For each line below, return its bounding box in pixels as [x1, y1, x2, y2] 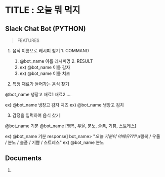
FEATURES [17, 37, 40, 43]
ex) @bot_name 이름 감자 [19, 65, 71, 70]
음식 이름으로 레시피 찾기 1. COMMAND [12, 48, 89, 53]
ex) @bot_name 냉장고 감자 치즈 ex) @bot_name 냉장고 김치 [5, 102, 124, 107]
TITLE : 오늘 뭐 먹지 [5, 4, 81, 16]
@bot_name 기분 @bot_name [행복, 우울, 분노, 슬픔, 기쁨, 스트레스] [5, 123, 137, 129]
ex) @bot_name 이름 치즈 [19, 71, 71, 76]
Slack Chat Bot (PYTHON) [5, 24, 86, 33]
